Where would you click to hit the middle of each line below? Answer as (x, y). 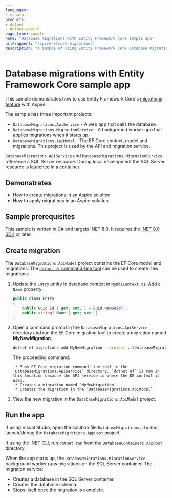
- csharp (15, 15)
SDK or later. (19, 234)
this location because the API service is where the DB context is (86, 376)
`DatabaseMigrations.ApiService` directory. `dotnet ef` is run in (86, 372)
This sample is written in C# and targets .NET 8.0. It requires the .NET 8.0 (82, 229)
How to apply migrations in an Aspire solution (61, 201)
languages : (17, 10)
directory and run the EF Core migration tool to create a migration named (89, 333)
